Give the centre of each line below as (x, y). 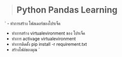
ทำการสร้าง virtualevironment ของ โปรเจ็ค (48, 33)
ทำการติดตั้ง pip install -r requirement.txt (49, 44)
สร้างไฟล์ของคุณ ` (26, 49)
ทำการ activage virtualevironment (44, 38)
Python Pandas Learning (67, 10)
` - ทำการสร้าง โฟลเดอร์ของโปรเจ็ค (33, 23)
